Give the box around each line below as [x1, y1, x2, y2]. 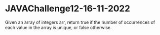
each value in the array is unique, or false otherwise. [5, 24, 112, 30]
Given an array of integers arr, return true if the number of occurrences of [5, 19, 156, 25]
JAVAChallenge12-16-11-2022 [5, 3, 130, 14]
